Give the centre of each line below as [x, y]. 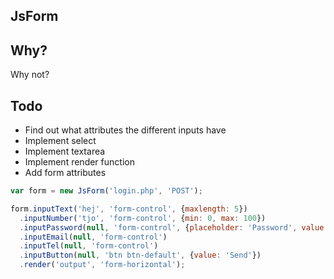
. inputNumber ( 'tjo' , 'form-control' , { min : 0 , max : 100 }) [143, 218]
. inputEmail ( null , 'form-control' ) [93, 237]
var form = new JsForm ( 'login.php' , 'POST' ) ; [106, 191]
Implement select [60, 141]
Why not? [30, 75]
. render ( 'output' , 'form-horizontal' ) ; [102, 265]
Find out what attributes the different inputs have [125, 130]
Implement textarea [65, 151]
